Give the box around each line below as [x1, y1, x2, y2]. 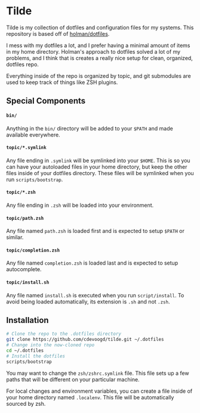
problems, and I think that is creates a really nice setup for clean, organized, [6, 54, 193, 61]
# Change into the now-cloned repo [6, 342, 95, 348]
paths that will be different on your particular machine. [6, 375, 140, 383]
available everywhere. [6, 131, 61, 138]
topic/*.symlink [6, 145, 47, 151]
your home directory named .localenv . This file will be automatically [6, 393, 174, 400]
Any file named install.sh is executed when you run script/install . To [6, 291, 184, 299]
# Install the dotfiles [6, 353, 66, 359]
